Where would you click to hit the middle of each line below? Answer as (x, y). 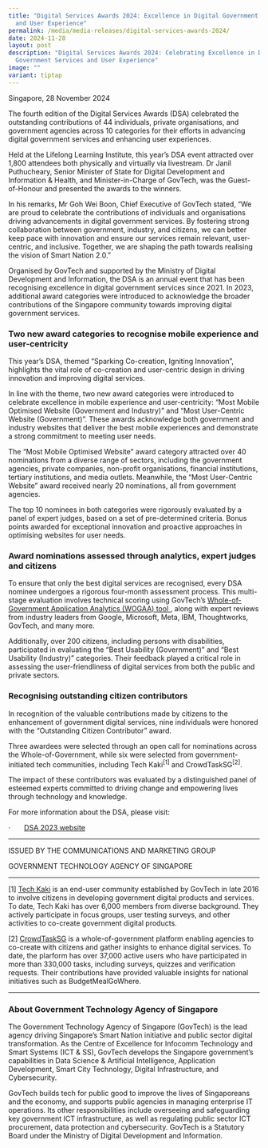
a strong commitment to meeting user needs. (82, 436)
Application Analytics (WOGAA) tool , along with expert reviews (155, 609)
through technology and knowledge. (68, 797)
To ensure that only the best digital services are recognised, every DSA (125, 583)
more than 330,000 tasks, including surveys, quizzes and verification (122, 964)
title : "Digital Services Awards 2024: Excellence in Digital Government (134, 16)
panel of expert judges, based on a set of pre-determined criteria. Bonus (128, 518)
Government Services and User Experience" (87, 61)
